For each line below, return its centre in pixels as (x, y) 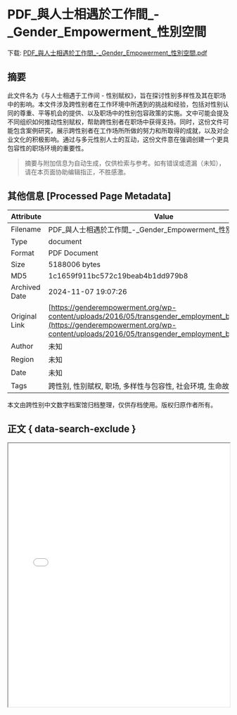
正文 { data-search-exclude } (72, 429)
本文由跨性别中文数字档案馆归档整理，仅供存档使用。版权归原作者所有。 (112, 404)
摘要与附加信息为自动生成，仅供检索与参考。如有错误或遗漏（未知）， (124, 163)
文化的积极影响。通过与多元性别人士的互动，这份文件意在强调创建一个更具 (121, 139)
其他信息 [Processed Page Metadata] (89, 197)
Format (23, 252)
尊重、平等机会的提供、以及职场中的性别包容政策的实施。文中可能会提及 (124, 112)
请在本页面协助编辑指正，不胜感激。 (77, 172)
